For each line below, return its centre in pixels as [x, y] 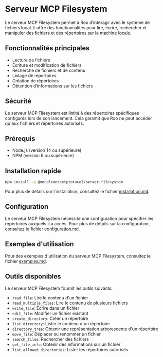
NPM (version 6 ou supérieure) [43, 156]
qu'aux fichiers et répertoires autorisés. [45, 123]
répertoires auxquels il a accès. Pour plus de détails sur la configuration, [77, 223]
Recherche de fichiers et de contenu [49, 70]
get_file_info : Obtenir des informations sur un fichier [66, 344]
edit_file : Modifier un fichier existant [50, 313]
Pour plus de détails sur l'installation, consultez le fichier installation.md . [77, 192]
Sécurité [18, 101]
